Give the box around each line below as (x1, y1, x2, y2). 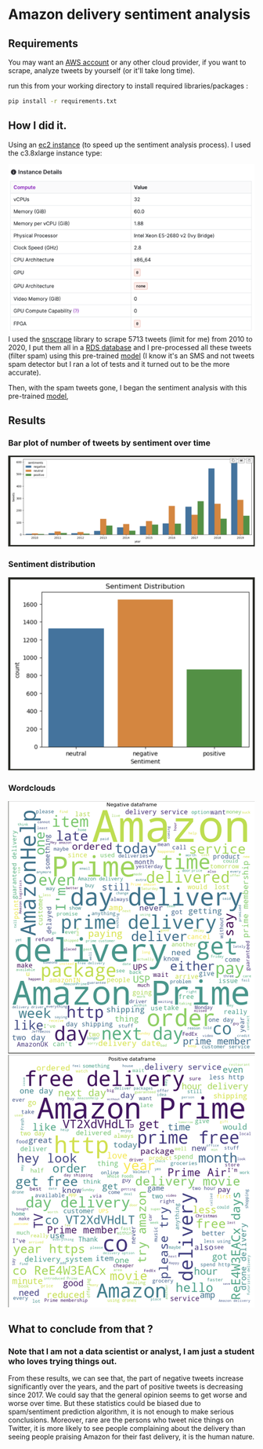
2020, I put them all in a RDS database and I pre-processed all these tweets (8, 342, 252, 352)
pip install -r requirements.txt (8, 97, 117, 105)
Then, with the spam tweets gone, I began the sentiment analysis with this (8, 382, 247, 392)
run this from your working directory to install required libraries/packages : (8, 81, 249, 90)
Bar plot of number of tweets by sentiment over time (8, 437, 211, 448)
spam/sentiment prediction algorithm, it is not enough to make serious (8, 1407, 235, 1417)
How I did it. (8, 119, 67, 133)
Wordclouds (8, 783, 56, 794)
